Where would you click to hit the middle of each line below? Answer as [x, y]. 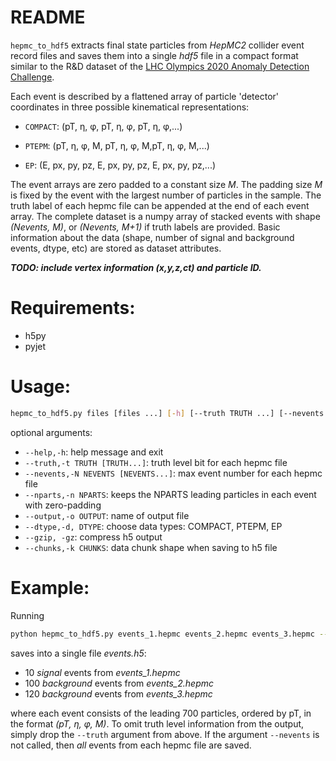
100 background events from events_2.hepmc [119, 683]
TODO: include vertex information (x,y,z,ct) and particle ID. [136, 267]
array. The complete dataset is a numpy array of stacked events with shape [165, 216]
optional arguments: [51, 432]
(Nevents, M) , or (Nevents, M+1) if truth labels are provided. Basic [145, 227]
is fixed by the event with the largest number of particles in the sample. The [166, 195]
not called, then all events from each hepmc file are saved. [131, 745]
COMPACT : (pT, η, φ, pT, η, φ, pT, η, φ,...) [103, 126]
